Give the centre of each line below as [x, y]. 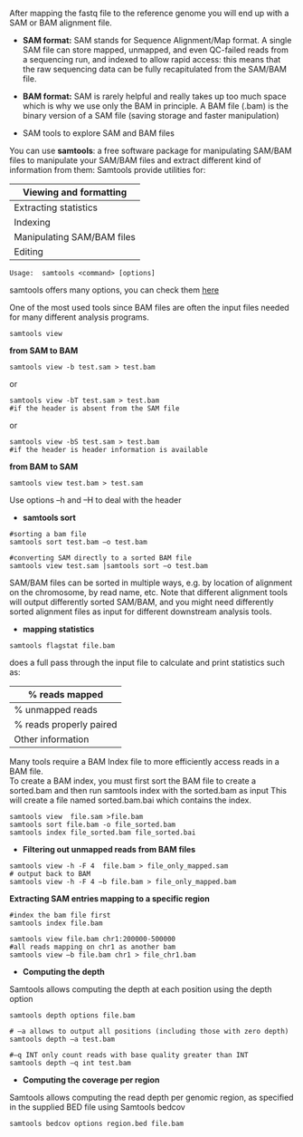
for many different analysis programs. [79, 317]
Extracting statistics [56, 207]
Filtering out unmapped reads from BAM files [109, 849]
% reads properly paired [66, 724]
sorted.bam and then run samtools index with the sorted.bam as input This [148, 790]
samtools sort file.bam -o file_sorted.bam [93, 824]
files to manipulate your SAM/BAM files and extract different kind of [135, 160]
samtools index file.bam [56, 923]
